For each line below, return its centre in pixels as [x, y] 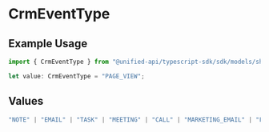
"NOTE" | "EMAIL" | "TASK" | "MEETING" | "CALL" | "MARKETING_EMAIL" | [130, 120]
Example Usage [48, 44]
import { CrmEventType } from [59, 62]
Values [26, 101]
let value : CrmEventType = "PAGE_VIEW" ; [77, 76]
